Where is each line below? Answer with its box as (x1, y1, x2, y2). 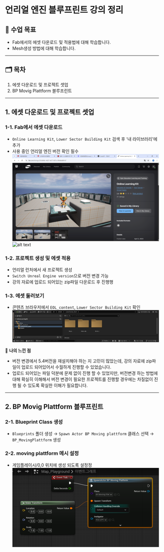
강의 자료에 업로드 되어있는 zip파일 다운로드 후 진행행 (12, 279, 114, 285)
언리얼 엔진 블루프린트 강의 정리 (5, 4, 123, 16)
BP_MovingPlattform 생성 (12, 437, 61, 443)
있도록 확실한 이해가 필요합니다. (27, 382, 88, 388)
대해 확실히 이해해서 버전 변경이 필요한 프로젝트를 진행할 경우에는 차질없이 (12, 376, 153, 382)
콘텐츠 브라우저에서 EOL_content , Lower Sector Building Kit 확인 (12, 304, 141, 310)
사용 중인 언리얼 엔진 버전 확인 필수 (12, 148, 79, 154)
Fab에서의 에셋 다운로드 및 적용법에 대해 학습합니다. (12, 40, 111, 45)
